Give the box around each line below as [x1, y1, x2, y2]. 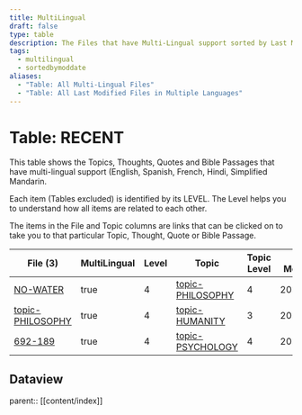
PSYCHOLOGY [175, 341, 238, 354]
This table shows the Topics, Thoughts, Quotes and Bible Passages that [9, 157, 275, 167]
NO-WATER [13, 284, 65, 296]
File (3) [26, 257, 58, 270]
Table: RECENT [9, 127, 124, 148]
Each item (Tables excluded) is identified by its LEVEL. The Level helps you [9, 194, 287, 204]
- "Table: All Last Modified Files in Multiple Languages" [17, 88, 244, 97]
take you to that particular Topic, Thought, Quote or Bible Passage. [9, 230, 256, 241]
